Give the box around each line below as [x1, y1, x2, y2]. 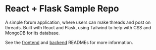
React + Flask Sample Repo [5, 3, 119, 14]
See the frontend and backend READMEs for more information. [5, 39, 133, 45]
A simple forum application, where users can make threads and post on [5, 19, 151, 25]
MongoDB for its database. [5, 30, 60, 36]
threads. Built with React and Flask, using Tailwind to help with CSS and [5, 24, 151, 30]
